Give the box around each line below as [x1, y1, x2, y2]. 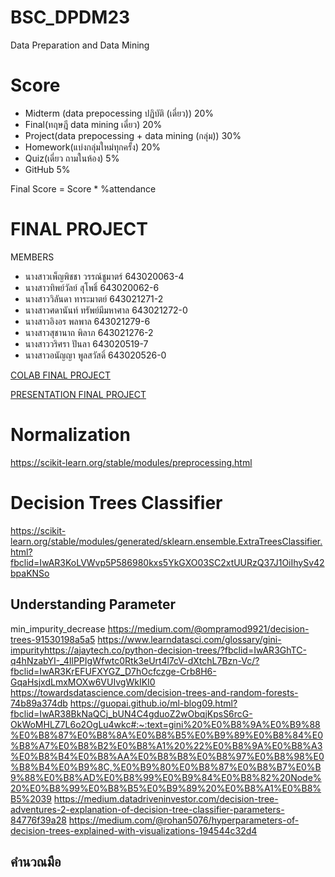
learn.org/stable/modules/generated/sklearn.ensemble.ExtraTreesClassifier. [10, 535, 323, 547]
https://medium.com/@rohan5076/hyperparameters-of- [68, 814, 300, 826]
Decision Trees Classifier [10, 491, 223, 514]
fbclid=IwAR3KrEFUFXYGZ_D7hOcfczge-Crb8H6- [10, 665, 217, 677]
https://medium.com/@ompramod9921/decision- [107, 622, 310, 635]
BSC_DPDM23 [10, 6, 131, 29]
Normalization [10, 424, 131, 446]
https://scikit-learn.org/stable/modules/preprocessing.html [10, 456, 253, 468]
